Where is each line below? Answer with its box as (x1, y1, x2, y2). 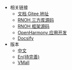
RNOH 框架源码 (17, 23, 50, 29)
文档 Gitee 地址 (17, 11, 49, 17)
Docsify (17, 35, 34, 41)
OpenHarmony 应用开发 (17, 30, 67, 35)
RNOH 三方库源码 (17, 17, 54, 23)
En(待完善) (17, 54, 40, 59)
